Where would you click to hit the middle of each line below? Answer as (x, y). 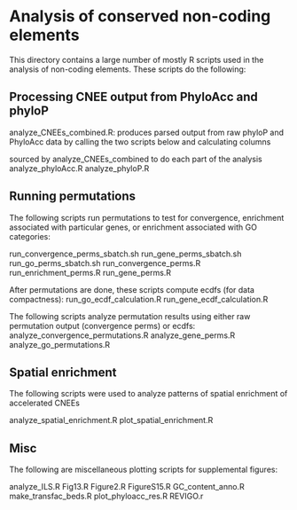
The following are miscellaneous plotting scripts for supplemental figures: (143, 470)
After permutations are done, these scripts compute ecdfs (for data (132, 289)
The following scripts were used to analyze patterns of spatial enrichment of (148, 394)
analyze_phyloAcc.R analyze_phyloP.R (79, 168)
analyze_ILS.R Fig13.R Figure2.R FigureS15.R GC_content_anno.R (127, 487)
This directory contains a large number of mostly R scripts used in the (137, 59)
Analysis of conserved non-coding (140, 16)
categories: (30, 236)
